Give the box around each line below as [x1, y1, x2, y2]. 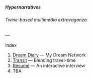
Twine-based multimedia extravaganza [5, 17, 87, 23]
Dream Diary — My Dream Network [12, 52, 86, 58]
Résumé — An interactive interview [12, 62, 85, 68]
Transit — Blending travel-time [12, 57, 76, 63]
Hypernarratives [5, 4, 41, 10]
